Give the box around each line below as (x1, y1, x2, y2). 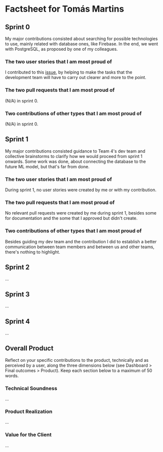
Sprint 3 (5, 290, 30, 298)
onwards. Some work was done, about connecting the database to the (5, 158, 146, 164)
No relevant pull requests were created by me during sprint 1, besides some (5, 210, 157, 216)
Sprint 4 (5, 317, 30, 325)
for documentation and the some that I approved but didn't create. (5, 216, 138, 221)
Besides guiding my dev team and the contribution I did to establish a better (5, 238, 157, 244)
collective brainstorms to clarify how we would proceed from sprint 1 (5, 153, 143, 159)
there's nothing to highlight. (5, 249, 60, 255)
